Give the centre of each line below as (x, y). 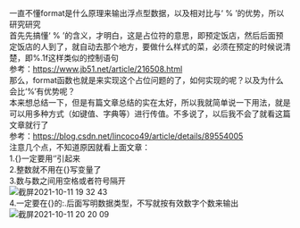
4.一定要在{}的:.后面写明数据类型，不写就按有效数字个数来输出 (124, 203)
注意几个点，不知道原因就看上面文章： (79, 147)
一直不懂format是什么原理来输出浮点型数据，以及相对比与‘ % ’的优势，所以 (147, 13)
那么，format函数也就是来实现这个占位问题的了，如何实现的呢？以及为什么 (146, 80)
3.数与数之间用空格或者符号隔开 (68, 181)
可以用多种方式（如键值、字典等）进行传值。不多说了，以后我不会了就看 (142, 114)
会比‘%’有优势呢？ (42, 91)
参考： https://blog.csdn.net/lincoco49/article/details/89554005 (126, 136)
